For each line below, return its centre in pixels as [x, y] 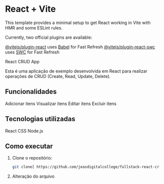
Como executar [29, 146]
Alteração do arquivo [33, 176]
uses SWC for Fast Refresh [32, 52]
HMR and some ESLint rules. [34, 27]
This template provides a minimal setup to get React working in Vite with [78, 23]
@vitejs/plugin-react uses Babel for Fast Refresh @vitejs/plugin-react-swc [80, 47]
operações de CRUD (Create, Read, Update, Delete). [58, 76]
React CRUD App [22, 61]
